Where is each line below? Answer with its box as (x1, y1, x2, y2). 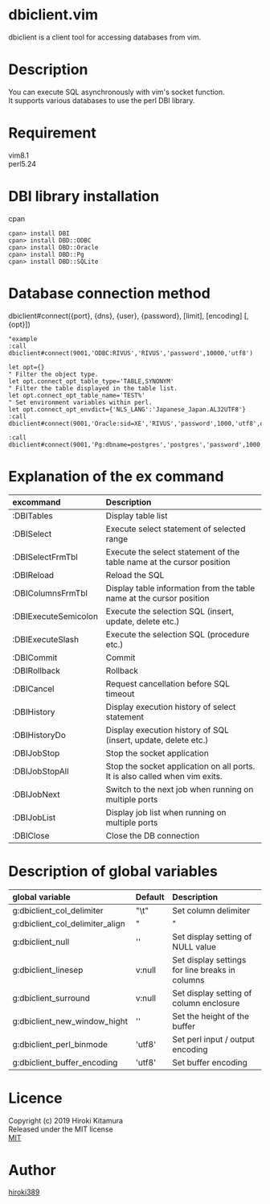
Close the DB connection (105, 830, 200, 841)
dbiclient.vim (8, 6, 99, 24)
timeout (105, 688, 135, 699)
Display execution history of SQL (105, 724, 229, 736)
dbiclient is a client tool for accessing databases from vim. (8, 32, 202, 42)
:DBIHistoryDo (12, 729, 66, 740)
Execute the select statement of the (105, 546, 239, 557)
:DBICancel (12, 682, 55, 694)
